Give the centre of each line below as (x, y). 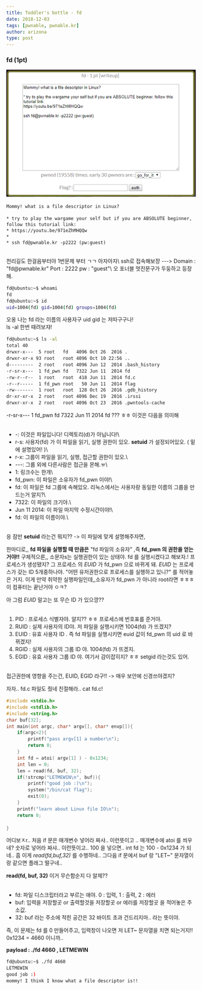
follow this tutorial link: (41, 224)
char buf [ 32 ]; (24, 720)
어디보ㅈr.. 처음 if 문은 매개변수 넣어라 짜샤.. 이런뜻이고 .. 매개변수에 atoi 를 (94, 840)
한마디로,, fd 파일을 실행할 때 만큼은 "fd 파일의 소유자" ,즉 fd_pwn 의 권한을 (94, 549)
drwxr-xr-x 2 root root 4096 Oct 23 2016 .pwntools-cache (86, 403)
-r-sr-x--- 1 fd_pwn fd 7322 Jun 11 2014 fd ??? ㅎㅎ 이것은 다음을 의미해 (93, 415)
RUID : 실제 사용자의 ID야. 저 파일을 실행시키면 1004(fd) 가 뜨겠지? (93, 626)
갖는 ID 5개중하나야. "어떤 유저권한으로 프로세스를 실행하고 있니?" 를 (97, 572)
